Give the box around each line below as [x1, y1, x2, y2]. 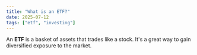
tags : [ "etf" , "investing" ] [6, 20, 76, 25]
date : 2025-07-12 [6, 14, 49, 20]
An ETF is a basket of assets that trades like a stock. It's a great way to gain [6, 36, 191, 43]
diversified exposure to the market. [6, 42, 92, 49]
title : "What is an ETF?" [6, 8, 70, 15]
